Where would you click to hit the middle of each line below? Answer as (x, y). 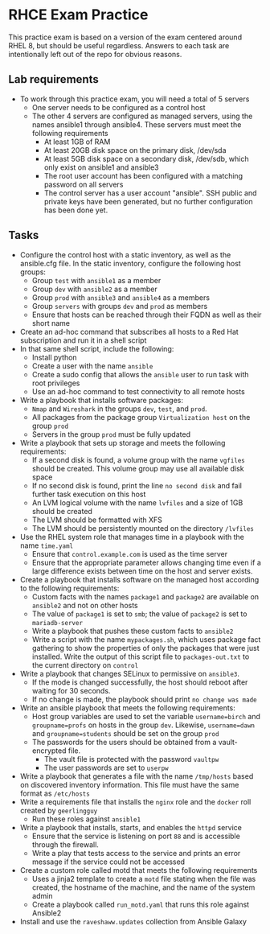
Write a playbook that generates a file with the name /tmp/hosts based (137, 776)
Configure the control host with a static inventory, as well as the (125, 254)
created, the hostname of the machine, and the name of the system (143, 887)
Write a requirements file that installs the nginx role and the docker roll (135, 801)
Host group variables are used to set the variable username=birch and (146, 716)
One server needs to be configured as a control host (119, 107)
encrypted (49, 751)
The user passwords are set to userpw (106, 767)
